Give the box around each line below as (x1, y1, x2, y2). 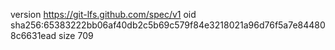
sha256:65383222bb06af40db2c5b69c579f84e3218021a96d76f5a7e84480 (10, 19, 326, 31)
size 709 (58, 30, 94, 41)
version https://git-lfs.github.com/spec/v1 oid (10, 9, 197, 20)
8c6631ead (10, 30, 57, 41)
